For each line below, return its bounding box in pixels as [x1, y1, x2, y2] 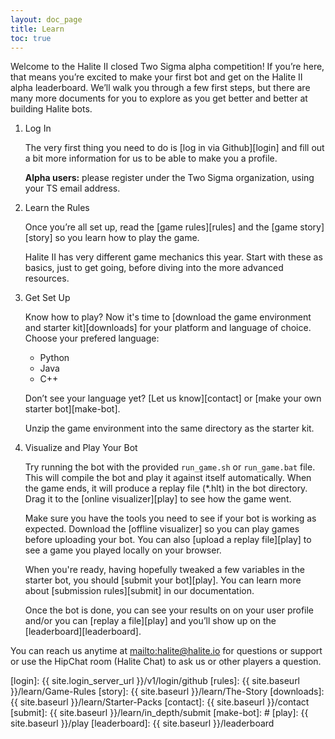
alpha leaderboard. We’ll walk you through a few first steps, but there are [10, 82, 311, 94]
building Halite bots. [10, 103, 93, 115]
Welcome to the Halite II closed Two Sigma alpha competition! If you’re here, [10, 61, 325, 73]
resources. [24, 272, 70, 285]
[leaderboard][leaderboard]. [24, 626, 142, 638]
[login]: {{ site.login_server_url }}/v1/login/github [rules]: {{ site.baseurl [10, 675, 301, 687]
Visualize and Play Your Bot [24, 442, 138, 454]
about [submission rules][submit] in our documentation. [24, 585, 255, 597]
